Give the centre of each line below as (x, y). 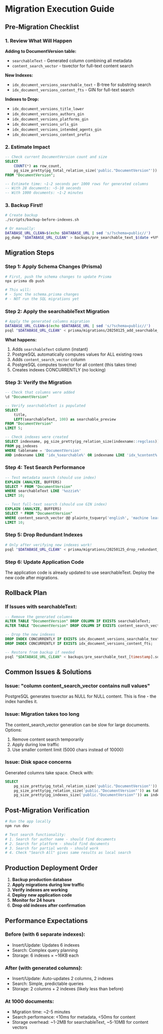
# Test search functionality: (36, 834)
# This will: (18, 290)
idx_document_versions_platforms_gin (50, 119)
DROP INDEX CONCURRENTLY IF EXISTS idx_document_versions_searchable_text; (83, 639)
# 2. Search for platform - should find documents (57, 844)
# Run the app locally (28, 821)
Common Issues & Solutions (48, 672)
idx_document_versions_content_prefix (51, 134)
